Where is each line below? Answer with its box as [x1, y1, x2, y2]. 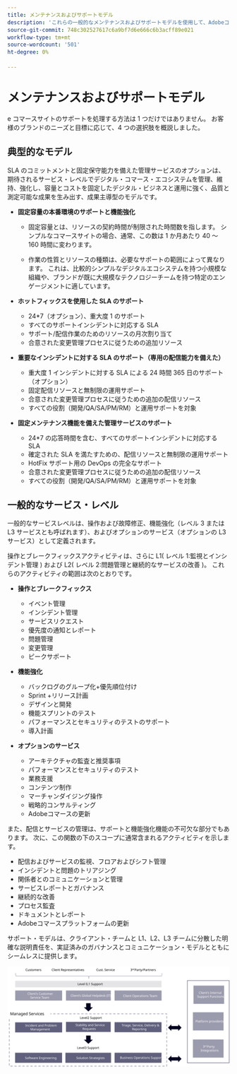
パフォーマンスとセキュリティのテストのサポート [28, 718, 171, 726]
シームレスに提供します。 [7, 952, 81, 960]
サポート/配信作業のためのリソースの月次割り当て [28, 329, 173, 338]
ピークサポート [28, 652, 72, 661]
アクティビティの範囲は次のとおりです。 [19, 570, 136, 578]
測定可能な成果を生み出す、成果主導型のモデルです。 [7, 192, 161, 201]
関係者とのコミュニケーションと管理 [17, 875, 123, 883]
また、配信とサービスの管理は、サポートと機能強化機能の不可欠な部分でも [7, 825, 224, 833]
